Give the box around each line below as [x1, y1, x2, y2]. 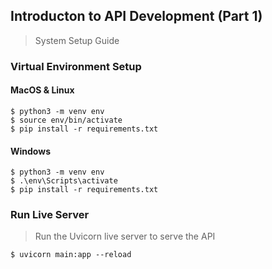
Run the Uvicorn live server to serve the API [34, 230, 216, 243]
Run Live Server [10, 208, 90, 222]
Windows [10, 145, 51, 157]
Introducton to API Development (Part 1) [10, 8, 263, 25]
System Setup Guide [34, 34, 120, 46]
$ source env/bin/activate [10, 115, 123, 125]
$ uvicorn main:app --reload [10, 250, 132, 260]
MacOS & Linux [10, 84, 75, 96]
